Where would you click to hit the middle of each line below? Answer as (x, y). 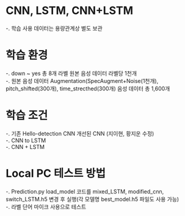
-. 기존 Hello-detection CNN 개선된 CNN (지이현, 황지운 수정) (80, 133)
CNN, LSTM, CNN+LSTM (70, 11)
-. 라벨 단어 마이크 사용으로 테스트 (46, 207)
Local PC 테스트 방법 (56, 173)
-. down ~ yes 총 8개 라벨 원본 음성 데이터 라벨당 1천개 (71, 73)
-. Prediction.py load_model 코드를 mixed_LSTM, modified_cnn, (85, 191)
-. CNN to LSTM (26, 140)
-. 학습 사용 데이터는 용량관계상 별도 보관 (54, 28)
